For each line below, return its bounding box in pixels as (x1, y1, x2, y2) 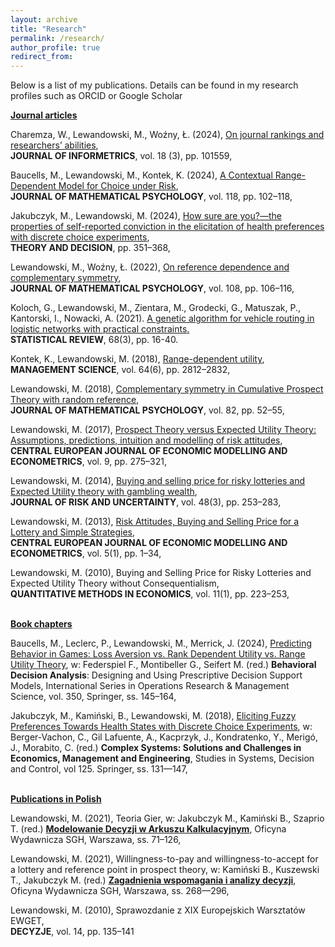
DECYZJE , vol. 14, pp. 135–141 (10, 926, 135, 938)
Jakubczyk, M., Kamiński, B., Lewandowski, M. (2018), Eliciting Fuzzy (10, 710, 297, 722)
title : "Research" (10, 24, 87, 34)
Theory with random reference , (10, 394, 140, 406)
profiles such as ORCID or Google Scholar (10, 90, 183, 102)
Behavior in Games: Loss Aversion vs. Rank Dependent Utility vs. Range (10, 648, 306, 660)
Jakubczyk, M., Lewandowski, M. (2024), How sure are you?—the (10, 210, 282, 222)
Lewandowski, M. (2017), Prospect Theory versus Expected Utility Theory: (10, 424, 317, 436)
